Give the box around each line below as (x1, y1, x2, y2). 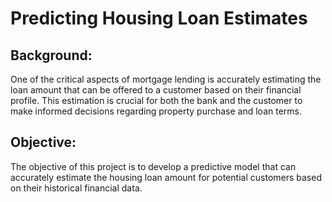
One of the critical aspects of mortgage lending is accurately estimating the (10, 73, 322, 85)
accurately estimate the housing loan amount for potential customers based (10, 171, 322, 183)
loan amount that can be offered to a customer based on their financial (10, 84, 302, 96)
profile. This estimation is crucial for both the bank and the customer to (10, 95, 303, 106)
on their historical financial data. (10, 182, 143, 194)
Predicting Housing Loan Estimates (10, 7, 308, 30)
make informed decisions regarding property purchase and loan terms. (10, 105, 303, 117)
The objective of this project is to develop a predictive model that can (10, 160, 297, 172)
